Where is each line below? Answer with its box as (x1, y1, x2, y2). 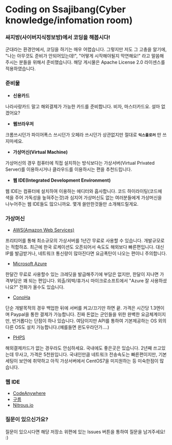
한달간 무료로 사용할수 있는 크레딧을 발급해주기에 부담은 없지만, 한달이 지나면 (5, 271, 159, 278)
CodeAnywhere (12, 390, 46, 396)
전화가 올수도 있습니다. (19, 284, 65, 291)
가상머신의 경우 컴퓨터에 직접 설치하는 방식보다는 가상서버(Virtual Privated (5, 160, 155, 166)
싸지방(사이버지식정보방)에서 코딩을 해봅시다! (5, 34, 110, 41)
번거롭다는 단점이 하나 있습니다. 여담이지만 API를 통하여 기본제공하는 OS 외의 (12, 318, 167, 324)
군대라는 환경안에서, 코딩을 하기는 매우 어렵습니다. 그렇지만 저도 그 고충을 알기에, (5, 46, 167, 52)
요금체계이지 (141, 312, 166, 318)
